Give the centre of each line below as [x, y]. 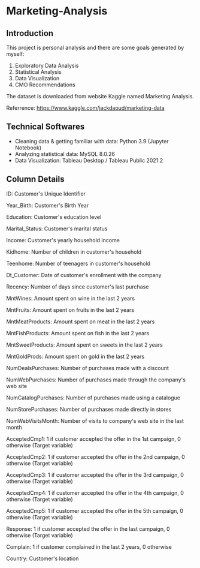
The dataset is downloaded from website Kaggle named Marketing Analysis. [100, 96]
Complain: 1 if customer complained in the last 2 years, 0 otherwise [89, 546]
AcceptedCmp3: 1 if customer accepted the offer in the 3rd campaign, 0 [95, 474]
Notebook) [28, 148]
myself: [16, 54]
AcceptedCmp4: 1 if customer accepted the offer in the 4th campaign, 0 [95, 492]
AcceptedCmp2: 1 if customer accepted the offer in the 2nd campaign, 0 [96, 456]
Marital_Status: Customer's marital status [57, 229]
